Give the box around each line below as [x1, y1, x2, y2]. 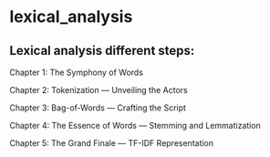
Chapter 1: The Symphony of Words [9, 67, 144, 78]
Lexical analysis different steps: [9, 43, 195, 58]
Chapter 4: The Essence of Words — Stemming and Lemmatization [9, 120, 262, 131]
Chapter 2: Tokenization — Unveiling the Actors [9, 85, 189, 95]
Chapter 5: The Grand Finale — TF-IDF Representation [9, 138, 214, 148]
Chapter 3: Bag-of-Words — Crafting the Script [9, 102, 187, 113]
